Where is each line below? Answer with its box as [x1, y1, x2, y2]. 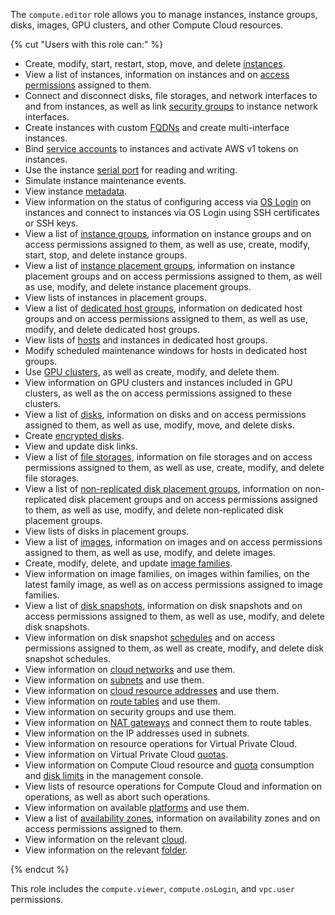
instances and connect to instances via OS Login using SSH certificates [24, 207, 320, 218]
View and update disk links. [24, 440, 138, 452]
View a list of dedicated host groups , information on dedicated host [24, 302, 303, 314]
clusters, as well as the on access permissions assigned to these [24, 387, 292, 399]
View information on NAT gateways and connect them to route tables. [24, 717, 312, 728]
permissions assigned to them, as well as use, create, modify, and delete [24, 462, 325, 473]
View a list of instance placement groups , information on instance [24, 260, 296, 271]
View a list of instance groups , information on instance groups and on [24, 228, 312, 239]
